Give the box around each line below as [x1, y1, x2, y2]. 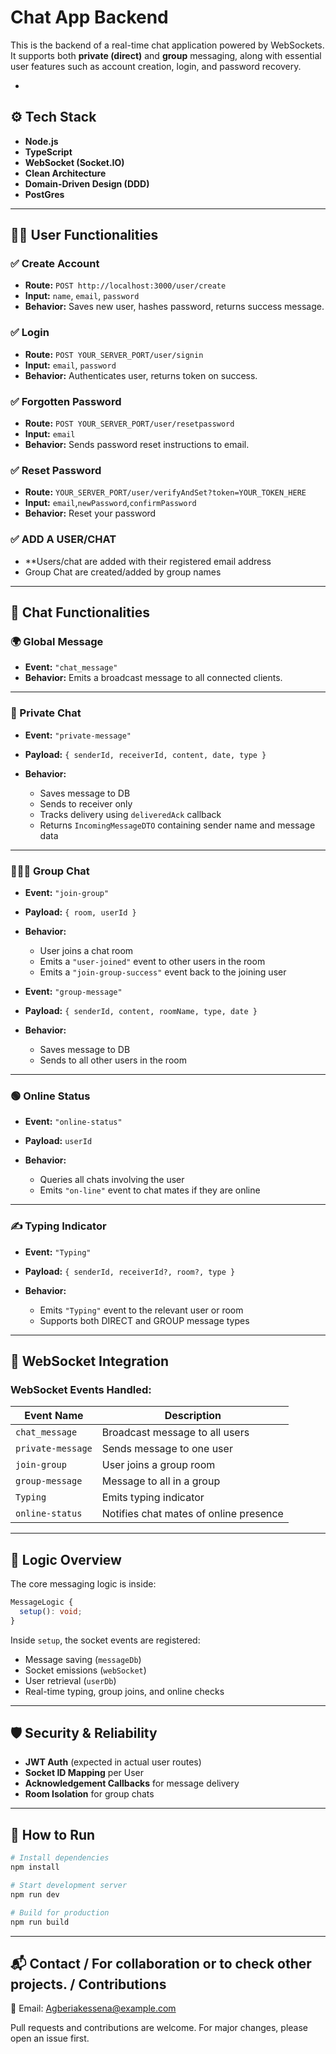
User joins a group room [101, 1458, 216, 1472]
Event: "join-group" [24, 886, 110, 898]
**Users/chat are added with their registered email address [24, 555, 272, 567]
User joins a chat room [39, 944, 134, 956]
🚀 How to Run [10, 1826, 96, 1843]
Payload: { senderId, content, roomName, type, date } [24, 1004, 258, 1016]
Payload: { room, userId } [24, 906, 137, 918]
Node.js [24, 135, 59, 147]
